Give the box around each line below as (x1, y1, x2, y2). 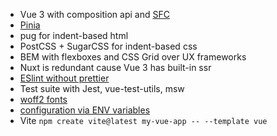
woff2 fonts (19, 94, 68, 105)
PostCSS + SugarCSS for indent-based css (19, 40, 198, 52)
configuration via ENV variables (19, 104, 151, 116)
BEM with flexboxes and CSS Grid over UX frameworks (19, 51, 247, 63)
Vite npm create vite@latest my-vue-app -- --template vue (19, 115, 268, 126)
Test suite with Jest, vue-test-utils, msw (19, 83, 185, 94)
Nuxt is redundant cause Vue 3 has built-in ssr (19, 62, 212, 73)
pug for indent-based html (19, 30, 129, 41)
